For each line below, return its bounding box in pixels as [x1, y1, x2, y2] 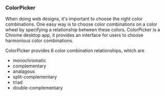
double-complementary [12, 85, 63, 91]
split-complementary [12, 74, 57, 80]
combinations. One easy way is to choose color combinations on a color [5, 21, 158, 27]
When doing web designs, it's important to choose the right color [5, 16, 143, 22]
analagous [12, 68, 35, 74]
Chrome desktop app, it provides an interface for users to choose [5, 32, 143, 39]
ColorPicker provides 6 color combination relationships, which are [5, 48, 145, 54]
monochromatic [12, 57, 46, 64]
